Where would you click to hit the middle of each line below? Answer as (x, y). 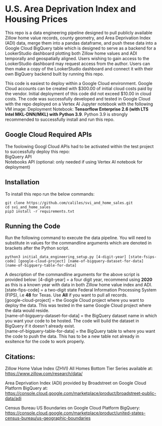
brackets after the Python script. (37, 248)
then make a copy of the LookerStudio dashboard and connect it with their (79, 68)
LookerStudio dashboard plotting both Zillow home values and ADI (71, 53)
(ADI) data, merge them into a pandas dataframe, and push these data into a (81, 43)
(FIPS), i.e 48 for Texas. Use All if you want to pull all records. (66, 295)
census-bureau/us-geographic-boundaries (48, 418)
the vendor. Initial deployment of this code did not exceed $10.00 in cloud (78, 94)
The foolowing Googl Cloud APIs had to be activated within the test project (79, 146)
